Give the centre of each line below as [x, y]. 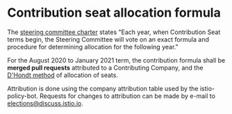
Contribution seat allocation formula [114, 13]
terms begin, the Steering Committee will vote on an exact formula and [108, 39]
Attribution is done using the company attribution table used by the [103, 88]
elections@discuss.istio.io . [45, 103]
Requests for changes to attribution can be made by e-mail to [127, 96]
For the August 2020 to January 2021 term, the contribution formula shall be [116, 60]
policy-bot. [23, 96]
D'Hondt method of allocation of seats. [63, 75]
